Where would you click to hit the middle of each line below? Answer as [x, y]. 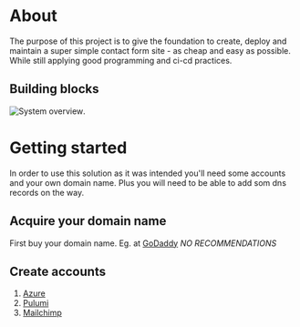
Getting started [68, 148]
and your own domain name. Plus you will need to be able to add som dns [148, 182]
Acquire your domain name [88, 221]
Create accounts [58, 271]
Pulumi [36, 303]
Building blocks [54, 89]
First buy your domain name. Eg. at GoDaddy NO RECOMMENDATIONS [143, 243]
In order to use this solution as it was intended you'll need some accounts [148, 173]
